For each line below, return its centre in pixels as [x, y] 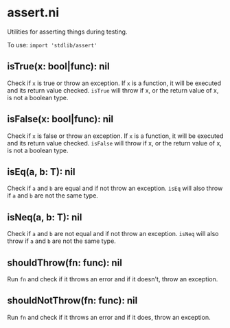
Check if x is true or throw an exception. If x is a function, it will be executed [114, 83]
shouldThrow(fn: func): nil [65, 262]
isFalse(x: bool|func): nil [60, 119]
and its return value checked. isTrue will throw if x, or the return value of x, [113, 90]
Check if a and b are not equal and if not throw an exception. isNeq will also [113, 234]
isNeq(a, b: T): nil [45, 217]
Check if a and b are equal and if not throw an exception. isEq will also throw [115, 188]
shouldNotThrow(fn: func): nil [72, 301]
